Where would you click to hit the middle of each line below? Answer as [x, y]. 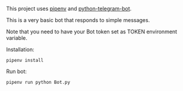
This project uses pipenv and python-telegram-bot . [69, 9]
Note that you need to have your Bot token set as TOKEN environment [91, 32]
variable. [17, 38]
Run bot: [17, 71]
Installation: [20, 49]
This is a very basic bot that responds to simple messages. [78, 20]
